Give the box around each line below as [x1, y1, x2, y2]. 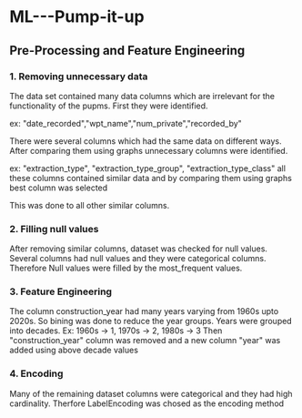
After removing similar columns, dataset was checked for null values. [9, 243, 268, 254]
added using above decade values [9, 344, 139, 356]
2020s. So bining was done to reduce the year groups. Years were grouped [9, 316, 293, 327]
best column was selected [9, 182, 108, 193]
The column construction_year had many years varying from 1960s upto [9, 306, 279, 317]
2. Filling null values [9, 222, 99, 235]
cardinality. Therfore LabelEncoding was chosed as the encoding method [9, 398, 285, 409]
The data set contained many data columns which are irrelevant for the [9, 90, 276, 101]
